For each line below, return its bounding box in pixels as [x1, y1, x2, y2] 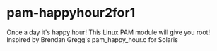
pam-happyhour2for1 [6, 5, 136, 21]
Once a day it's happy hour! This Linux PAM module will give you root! [6, 28, 210, 36]
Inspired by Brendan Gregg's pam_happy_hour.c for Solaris [6, 35, 178, 43]
